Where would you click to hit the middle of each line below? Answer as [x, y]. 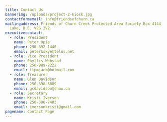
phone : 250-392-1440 [35, 47]
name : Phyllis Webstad [38, 61]
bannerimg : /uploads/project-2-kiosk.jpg [49, 14]
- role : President [29, 38]
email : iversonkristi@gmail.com [47, 107]
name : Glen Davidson [35, 79]
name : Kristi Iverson [36, 98]
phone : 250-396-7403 [35, 103]
